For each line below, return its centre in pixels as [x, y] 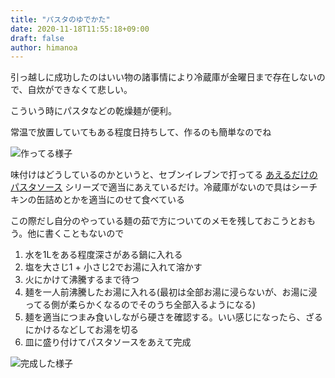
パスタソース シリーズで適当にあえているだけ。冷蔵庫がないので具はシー [160, 187]
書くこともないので [84, 233]
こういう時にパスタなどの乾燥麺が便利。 [93, 111]
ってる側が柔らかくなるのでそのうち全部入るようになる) [140, 305]
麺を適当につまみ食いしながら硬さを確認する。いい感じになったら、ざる [173, 317]
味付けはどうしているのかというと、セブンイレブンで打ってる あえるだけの [164, 175]
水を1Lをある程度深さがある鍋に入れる [103, 255]
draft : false [37, 38]
